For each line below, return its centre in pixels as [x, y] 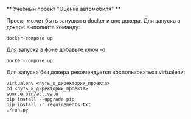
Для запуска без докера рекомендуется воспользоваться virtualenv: [96, 72]
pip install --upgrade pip [40, 99]
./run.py [17, 110]
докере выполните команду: [43, 27]
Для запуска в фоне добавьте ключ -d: [57, 49]
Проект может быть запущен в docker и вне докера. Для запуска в [93, 20]
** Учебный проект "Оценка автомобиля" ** [64, 9]
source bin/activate [33, 94]
